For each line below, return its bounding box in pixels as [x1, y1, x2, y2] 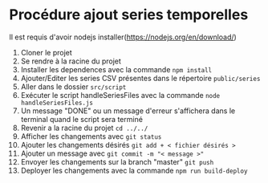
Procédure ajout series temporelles [9, 6, 249, 24]
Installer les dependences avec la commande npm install [20, 64, 213, 74]
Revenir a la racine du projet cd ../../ [20, 123, 148, 132]
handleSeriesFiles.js [20, 99, 93, 107]
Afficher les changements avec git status [20, 131, 162, 141]
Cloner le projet [20, 47, 73, 57]
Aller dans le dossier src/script [20, 82, 127, 91]
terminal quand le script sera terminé [20, 114, 144, 124]
